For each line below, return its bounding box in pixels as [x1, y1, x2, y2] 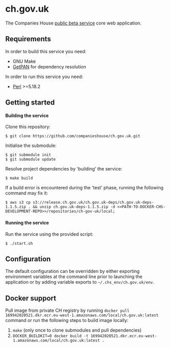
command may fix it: [5, 190, 48, 196]
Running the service [5, 219, 50, 226]
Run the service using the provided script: [5, 231, 93, 237]
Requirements [5, 35, 51, 43]
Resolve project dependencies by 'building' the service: [5, 166, 123, 172]
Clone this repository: [5, 123, 51, 130]
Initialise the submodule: [5, 142, 57, 148]
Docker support [5, 294, 56, 303]
